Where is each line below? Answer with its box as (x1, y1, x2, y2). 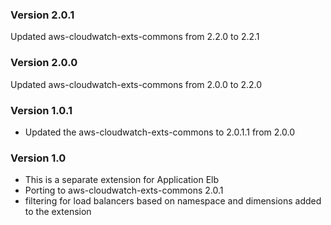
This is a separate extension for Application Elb (24, 174, 220, 186)
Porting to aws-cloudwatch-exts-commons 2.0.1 (24, 184, 224, 197)
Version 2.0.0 (10, 56, 78, 70)
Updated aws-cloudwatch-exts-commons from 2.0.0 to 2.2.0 (10, 78, 263, 90)
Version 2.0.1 (10, 8, 75, 22)
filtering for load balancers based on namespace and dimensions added (24, 195, 322, 207)
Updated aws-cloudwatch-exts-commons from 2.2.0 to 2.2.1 (10, 31, 260, 43)
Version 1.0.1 (10, 103, 73, 117)
